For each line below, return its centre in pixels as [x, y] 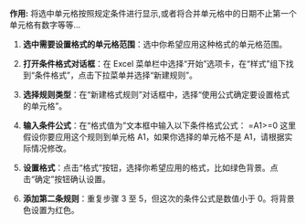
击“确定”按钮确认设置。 [67, 179]
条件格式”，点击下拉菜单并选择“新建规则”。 [116, 75]
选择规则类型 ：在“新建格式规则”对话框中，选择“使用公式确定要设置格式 [156, 95]
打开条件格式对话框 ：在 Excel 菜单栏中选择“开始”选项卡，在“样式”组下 [154, 64]
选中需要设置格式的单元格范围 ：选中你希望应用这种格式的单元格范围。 [155, 44]
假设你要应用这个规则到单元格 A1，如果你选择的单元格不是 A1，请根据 [153, 137]
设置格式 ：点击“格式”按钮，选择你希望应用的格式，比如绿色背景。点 [150, 168]
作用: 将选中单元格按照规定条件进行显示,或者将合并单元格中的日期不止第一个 [153, 13]
